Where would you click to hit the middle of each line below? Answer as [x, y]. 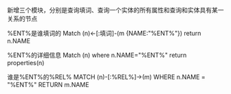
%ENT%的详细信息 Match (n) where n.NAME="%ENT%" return [97, 55]
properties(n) [26, 63]
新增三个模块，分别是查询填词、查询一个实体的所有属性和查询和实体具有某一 [115, 10]
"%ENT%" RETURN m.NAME [48, 85]
